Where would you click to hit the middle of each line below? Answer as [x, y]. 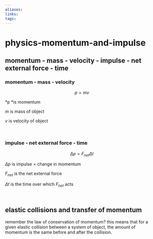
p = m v [82, 92]
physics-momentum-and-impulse [76, 43]
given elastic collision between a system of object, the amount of [70, 227]
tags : [10, 18]
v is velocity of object [27, 121]
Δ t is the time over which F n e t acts [39, 184]
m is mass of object [25, 111]
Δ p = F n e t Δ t [82, 154]
